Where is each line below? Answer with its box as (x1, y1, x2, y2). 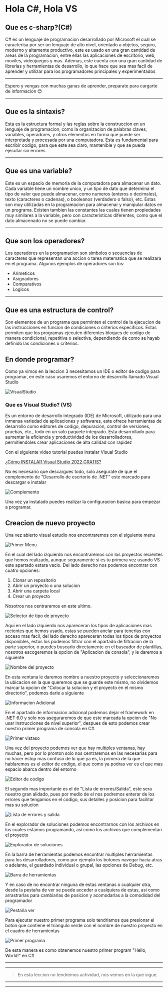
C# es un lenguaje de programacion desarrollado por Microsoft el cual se (5, 36, 156, 42)
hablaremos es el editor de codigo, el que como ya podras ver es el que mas (5, 761, 163, 767)
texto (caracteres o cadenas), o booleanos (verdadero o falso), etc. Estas (5, 196, 156, 202)
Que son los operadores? (5, 237, 85, 245)
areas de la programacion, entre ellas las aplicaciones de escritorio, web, (5, 52, 156, 58)
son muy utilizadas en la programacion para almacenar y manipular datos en (5, 202, 162, 208)
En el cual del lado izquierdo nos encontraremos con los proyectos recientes (5, 551, 163, 558)
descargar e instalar (5, 479, 46, 485)
